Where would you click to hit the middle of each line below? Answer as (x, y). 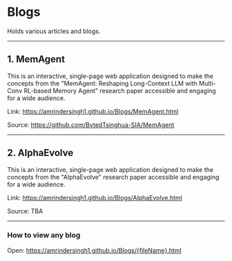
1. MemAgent (36, 59)
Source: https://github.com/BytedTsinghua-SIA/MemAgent (91, 124)
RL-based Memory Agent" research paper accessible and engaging (120, 90)
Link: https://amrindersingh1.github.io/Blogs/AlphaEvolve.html (95, 197)
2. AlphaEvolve (40, 153)
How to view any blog (44, 235)
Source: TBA (25, 211)
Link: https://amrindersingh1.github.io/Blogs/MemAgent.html (93, 111)
